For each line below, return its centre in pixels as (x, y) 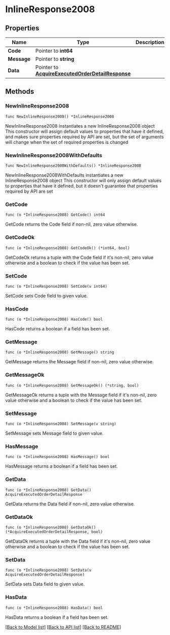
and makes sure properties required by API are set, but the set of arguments (84, 137)
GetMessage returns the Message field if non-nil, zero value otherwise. (79, 362)
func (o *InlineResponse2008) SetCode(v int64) (56, 286)
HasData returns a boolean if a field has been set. (57, 617)
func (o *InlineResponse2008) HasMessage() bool (57, 457)
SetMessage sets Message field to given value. (54, 433)
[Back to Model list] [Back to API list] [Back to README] (63, 627)
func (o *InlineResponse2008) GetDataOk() (51, 527)
